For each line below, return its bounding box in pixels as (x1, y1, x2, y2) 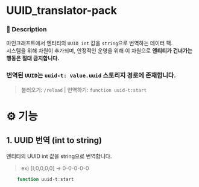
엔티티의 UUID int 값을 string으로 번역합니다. (6, 152, 112, 160)
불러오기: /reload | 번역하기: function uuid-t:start (21, 86, 147, 93)
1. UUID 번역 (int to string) (6, 135, 103, 145)
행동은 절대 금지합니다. (6, 55, 60, 62)
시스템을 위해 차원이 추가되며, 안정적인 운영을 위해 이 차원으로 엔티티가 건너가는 (6, 47, 193, 54)
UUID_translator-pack (6, 4, 118, 17)
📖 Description (6, 25, 47, 34)
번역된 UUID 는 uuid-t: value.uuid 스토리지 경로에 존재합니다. (6, 71, 176, 80)
